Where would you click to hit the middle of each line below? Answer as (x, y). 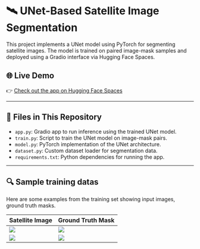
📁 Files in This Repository (54, 117)
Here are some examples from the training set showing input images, (91, 199)
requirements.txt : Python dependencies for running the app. (90, 157)
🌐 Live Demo (30, 76)
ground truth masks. (31, 205)
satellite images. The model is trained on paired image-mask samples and (96, 50)
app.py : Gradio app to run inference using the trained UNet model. (96, 131)
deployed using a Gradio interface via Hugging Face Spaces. (81, 57)
